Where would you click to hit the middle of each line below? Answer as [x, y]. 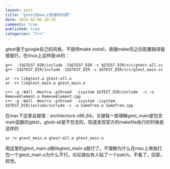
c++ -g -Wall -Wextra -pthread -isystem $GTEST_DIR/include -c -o [80, 92]
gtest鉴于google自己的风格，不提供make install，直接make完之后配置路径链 [85, 49]
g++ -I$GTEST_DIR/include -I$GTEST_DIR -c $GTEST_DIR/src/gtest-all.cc [84, 65]
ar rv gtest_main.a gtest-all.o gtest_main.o [54, 138]
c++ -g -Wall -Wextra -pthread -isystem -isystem [60, 101]
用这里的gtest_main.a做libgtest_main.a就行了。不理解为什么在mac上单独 [81, 148]
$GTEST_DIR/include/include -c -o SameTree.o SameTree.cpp [69, 105]
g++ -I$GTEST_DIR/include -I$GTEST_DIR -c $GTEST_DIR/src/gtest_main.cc [84, 70]
